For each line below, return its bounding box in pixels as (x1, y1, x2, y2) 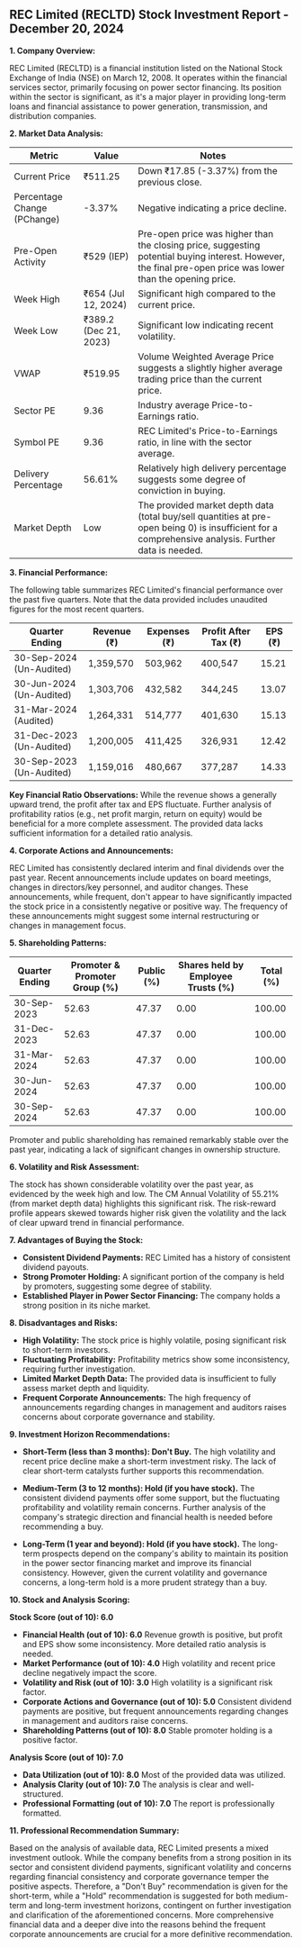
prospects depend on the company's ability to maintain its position (41, 1548, 289, 1559)
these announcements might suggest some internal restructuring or (9, 910, 260, 921)
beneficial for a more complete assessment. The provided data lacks (9, 818, 263, 829)
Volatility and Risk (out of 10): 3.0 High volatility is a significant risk (22, 1677, 273, 1688)
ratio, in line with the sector (138, 436, 253, 448)
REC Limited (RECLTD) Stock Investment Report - (9, 7, 289, 23)
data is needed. (138, 544, 203, 557)
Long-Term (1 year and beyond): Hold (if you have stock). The (22, 1538, 257, 1549)
